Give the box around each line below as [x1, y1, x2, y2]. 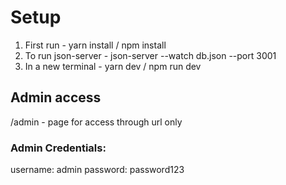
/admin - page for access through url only [10, 116, 183, 128]
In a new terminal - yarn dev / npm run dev [24, 60, 202, 72]
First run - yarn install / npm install [24, 39, 167, 51]
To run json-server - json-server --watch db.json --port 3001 [24, 49, 277, 61]
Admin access [10, 89, 102, 106]
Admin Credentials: [10, 141, 107, 155]
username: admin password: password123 [10, 164, 185, 176]
